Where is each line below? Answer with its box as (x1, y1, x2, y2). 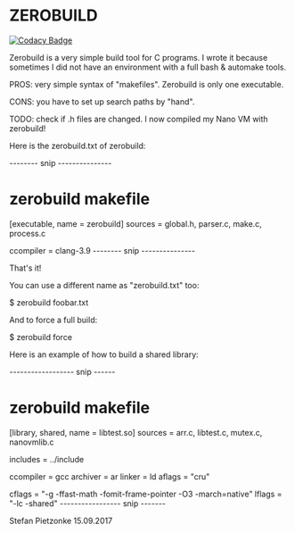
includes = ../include (9, 454, 85, 464)
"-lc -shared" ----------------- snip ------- (9, 497, 167, 509)
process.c (9, 228, 46, 238)
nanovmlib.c (9, 437, 55, 447)
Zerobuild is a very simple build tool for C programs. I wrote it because (9, 52, 268, 62)
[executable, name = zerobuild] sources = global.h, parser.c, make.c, (9, 218, 263, 229)
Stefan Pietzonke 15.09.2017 (9, 515, 113, 526)
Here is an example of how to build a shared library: (9, 349, 199, 360)
